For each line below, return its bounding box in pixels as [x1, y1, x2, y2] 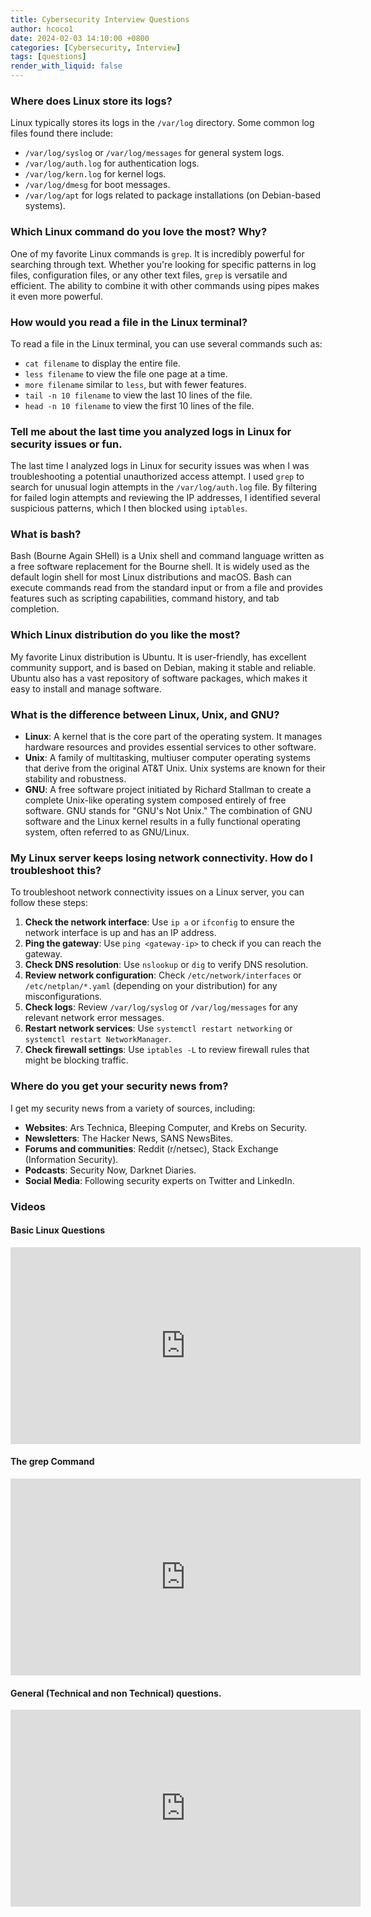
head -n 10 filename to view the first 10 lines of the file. [24, 399, 255, 411]
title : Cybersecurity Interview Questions [10, 14, 190, 25]
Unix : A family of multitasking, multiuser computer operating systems [24, 752, 311, 764]
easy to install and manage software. [10, 682, 162, 695]
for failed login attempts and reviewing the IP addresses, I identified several [10, 492, 321, 504]
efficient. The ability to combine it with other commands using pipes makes [10, 279, 320, 291]
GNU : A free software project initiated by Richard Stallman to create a [24, 784, 312, 796]
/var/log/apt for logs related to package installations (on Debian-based [24, 189, 322, 201]
